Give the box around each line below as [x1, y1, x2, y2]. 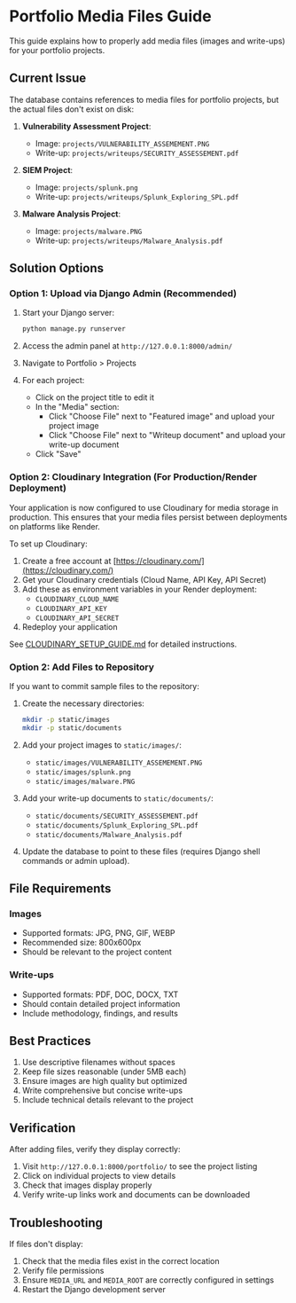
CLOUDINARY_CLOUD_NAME [35, 594, 120, 604]
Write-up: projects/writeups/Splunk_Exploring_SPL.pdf [35, 191, 239, 201]
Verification [9, 1120, 76, 1135]
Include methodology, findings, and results [21, 1008, 179, 1018]
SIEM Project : [21, 164, 74, 175]
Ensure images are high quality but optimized [21, 1076, 188, 1087]
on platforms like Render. [9, 521, 100, 531]
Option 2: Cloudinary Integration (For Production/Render [9, 471, 258, 483]
